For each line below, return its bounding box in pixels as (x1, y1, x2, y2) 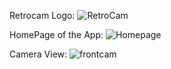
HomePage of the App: (9, 29, 104, 40)
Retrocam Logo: (9, 10, 76, 21)
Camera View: (9, 48, 68, 60)
